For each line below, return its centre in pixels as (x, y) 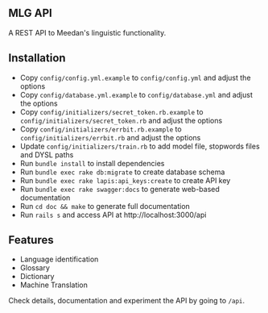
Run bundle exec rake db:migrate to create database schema (122, 172)
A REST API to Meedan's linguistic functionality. (87, 32)
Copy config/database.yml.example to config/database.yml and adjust (136, 94)
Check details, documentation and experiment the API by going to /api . (127, 301)
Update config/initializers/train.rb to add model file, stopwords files (140, 146)
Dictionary (37, 277)
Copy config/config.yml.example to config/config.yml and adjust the (135, 77)
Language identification (59, 259)
